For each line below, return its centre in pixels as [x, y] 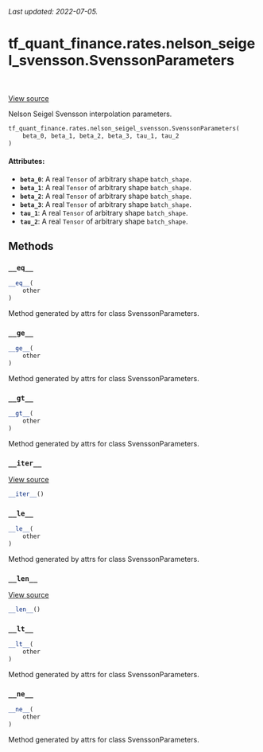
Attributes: [27, 162]
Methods [31, 246]
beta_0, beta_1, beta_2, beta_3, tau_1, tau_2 [101, 136]
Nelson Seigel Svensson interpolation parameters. [90, 114]
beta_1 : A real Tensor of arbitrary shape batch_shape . [106, 187]
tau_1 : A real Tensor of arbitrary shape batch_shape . [104, 212]
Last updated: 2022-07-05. [53, 12]
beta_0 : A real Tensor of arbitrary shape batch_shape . [106, 179]
